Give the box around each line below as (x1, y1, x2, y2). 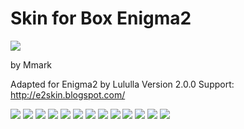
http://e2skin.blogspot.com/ (10, 88, 126, 101)
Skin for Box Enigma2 (10, 7, 192, 30)
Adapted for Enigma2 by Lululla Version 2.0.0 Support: (10, 78, 235, 90)
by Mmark (10, 58, 53, 71)
